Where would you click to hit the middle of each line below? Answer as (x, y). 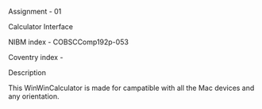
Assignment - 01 (35, 11)
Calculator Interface (41, 26)
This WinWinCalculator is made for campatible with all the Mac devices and (131, 88)
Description (27, 73)
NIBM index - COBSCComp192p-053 (69, 42)
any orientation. (34, 96)
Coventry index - (36, 57)
